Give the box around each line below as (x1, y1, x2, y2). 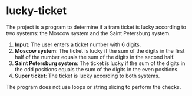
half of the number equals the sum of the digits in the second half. (14, 53, 175, 60)
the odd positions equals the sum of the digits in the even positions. (14, 66, 179, 73)
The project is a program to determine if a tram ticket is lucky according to (6, 23, 187, 30)
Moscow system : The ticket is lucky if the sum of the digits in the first (14, 47, 185, 54)
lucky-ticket (6, 4, 67, 18)
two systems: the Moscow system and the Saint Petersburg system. (6, 29, 171, 36)
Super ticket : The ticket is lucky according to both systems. (14, 72, 160, 79)
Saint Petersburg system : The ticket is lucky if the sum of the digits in (14, 60, 186, 67)
